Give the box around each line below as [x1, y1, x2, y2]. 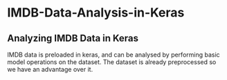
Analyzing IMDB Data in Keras [7, 32, 139, 44]
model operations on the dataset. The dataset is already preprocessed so [7, 58, 217, 66]
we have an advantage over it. [7, 66, 93, 73]
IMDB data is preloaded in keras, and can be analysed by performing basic [7, 50, 220, 59]
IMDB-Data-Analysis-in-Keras [7, 5, 185, 21]
